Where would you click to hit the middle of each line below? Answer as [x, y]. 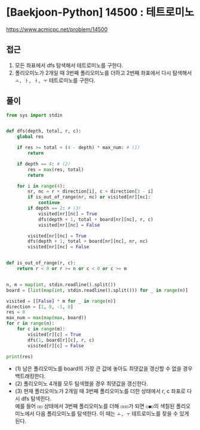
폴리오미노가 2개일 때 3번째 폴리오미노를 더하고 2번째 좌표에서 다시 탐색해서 [103, 73]
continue [49, 203]
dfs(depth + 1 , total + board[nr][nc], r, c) [96, 219]
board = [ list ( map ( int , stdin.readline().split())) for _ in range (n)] [97, 290]
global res [30, 137]
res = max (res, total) [56, 169]
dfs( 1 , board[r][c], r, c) [61, 340]
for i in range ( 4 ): [41, 186]
